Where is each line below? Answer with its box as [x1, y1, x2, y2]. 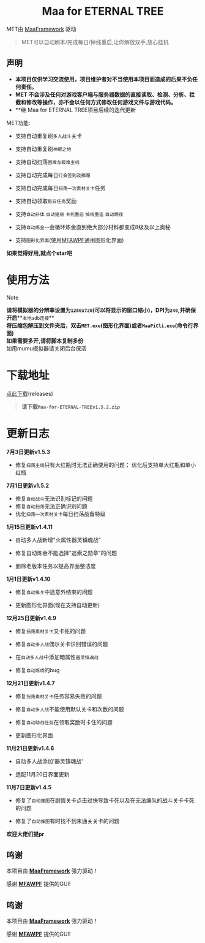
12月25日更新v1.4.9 [6, 614, 57, 621]
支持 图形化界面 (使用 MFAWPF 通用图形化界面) [15, 236, 124, 243]
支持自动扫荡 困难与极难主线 [15, 158, 80, 165]
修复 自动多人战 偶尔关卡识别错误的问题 [15, 640, 108, 648]
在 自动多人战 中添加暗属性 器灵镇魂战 [15, 653, 99, 661]
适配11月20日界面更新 [15, 770, 70, 778]
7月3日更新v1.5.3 [6, 448, 50, 455]
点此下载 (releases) [6, 390, 53, 397]
